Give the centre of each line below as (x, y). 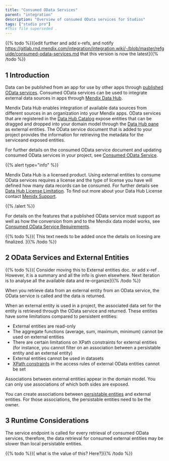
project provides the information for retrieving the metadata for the (74, 134)
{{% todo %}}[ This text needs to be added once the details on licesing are (83, 236)
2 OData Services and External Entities (67, 258)
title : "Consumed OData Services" (42, 10)
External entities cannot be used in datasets (58, 358)
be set (19, 369)
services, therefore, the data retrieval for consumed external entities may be (84, 438)
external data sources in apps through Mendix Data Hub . (64, 98)
